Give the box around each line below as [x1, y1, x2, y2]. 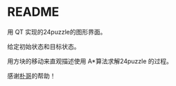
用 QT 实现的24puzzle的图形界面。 [7, 28, 107, 36]
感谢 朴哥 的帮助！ [7, 72, 56, 80]
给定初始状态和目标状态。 [7, 42, 80, 50]
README [7, 4, 60, 20]
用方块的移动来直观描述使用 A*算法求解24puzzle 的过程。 [7, 56, 173, 65]
